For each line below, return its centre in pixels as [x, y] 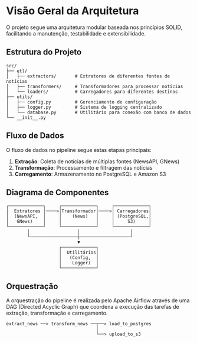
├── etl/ [17, 71]
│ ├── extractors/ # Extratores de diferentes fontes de [88, 76]
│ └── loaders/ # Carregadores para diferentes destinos [92, 92]
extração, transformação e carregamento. [57, 313]
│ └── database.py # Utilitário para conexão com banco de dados [99, 112]
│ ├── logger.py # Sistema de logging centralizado [84, 107]
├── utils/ [19, 97]
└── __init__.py [26, 117]
